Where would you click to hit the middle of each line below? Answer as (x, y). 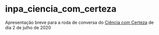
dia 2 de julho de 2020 (28, 27)
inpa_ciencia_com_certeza (61, 9)
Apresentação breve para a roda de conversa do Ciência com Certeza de (79, 22)
